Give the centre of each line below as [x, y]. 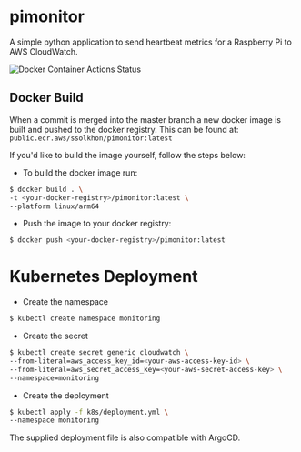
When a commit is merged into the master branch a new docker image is [145, 119]
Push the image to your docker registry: [97, 224]
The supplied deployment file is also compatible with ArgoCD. [125, 437]
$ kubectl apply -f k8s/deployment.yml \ [89, 412]
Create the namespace [65, 302]
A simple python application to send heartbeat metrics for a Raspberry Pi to [151, 42]
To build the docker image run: [80, 172]
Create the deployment [65, 395]
